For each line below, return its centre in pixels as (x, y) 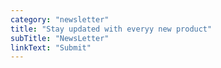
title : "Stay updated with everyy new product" (111, 29)
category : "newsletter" (60, 19)
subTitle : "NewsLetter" (60, 38)
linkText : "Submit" (51, 47)
